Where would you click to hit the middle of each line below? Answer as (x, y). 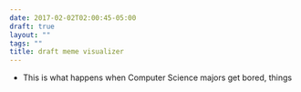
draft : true (32, 26)
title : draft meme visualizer (67, 52)
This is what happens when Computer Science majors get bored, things (157, 77)
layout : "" (30, 35)
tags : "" (26, 43)
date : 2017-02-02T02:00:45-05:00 (73, 18)
